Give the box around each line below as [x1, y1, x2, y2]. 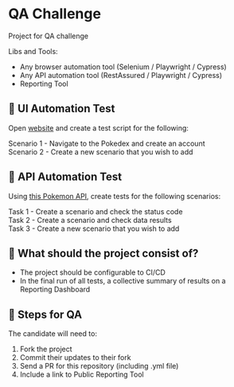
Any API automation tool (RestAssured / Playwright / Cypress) [19, 70, 223, 80]
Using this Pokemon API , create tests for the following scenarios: [8, 191, 221, 201]
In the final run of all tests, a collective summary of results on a [19, 276, 226, 286]
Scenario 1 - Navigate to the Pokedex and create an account [8, 139, 205, 148]
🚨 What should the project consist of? [8, 246, 199, 260]
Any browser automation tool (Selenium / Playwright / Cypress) [19, 61, 227, 72]
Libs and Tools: [8, 46, 58, 56]
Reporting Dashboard [19, 284, 91, 295]
